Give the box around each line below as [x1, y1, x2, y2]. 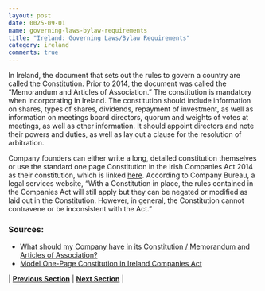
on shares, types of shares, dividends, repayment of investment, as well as [8, 104, 254, 114]
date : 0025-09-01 [8, 19, 66, 27]
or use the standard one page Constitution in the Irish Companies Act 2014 [8, 162, 253, 171]
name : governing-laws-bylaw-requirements [8, 26, 148, 34]
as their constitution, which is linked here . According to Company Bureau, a [8, 170, 255, 180]
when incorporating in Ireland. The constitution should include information [8, 96, 251, 105]
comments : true [8, 48, 59, 56]
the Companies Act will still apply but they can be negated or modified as [8, 188, 248, 196]
